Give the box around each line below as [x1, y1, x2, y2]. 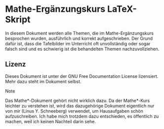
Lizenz [5, 60, 26, 68]
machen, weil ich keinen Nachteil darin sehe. [5, 118, 96, 124]
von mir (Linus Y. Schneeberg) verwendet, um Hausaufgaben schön [5, 108, 143, 114]
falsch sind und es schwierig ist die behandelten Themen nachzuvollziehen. [5, 46, 160, 52]
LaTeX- [107, 3, 137, 15]
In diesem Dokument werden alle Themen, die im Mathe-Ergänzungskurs [5, 30, 154, 36]
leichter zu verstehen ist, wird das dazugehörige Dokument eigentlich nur [5, 102, 155, 109]
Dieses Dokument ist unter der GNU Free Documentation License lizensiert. [5, 73, 159, 79]
